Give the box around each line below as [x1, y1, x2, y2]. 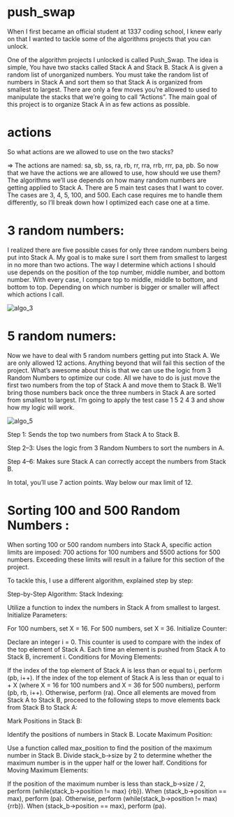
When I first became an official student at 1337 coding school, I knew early [7, 27, 222, 36]
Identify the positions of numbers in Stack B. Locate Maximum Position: [7, 730, 213, 738]
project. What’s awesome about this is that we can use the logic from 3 [7, 366, 212, 374]
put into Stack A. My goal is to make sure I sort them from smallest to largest [7, 253, 227, 262]
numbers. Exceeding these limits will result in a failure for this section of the [7, 555, 225, 564]
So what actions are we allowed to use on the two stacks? [7, 147, 174, 156]
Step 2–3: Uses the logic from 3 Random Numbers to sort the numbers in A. [7, 444, 225, 452]
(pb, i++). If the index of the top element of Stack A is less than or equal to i [7, 673, 224, 682]
